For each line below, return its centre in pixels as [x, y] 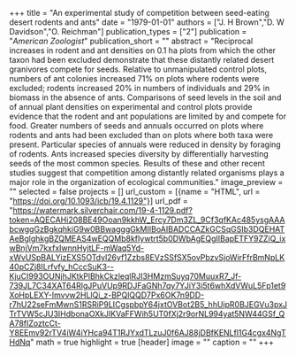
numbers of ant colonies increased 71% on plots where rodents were [134, 78]
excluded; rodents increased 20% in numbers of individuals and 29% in [140, 88]
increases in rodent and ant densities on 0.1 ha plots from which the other [143, 50]
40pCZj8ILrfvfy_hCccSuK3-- [62, 267]
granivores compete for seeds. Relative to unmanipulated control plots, [138, 69]
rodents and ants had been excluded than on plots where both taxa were [141, 135]
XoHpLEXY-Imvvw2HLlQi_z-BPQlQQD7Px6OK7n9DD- [107, 295]
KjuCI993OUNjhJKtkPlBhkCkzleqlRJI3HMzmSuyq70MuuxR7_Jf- [125, 276]
